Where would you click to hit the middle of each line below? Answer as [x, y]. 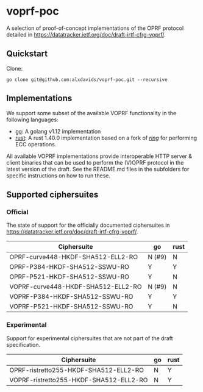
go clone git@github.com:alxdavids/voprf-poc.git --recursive [87, 80]
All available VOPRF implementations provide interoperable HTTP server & [99, 156]
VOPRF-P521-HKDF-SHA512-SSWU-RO [71, 307]
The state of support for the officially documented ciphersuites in [88, 225]
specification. [23, 344]
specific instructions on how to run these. [59, 176]
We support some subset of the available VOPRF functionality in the [91, 113]
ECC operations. [36, 144]
